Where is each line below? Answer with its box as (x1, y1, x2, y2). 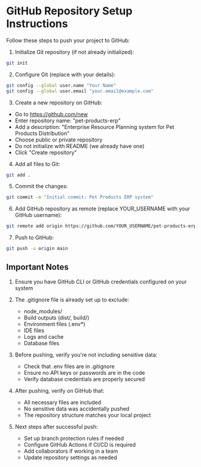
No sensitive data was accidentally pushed (23, 405, 130, 412)
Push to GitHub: (14, 234, 54, 241)
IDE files (23, 327, 45, 334)
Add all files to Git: (14, 160, 60, 167)
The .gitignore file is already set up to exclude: (14, 296, 130, 303)
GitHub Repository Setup (6, 4, 133, 18)
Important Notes (6, 262, 69, 272)
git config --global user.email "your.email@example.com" (6, 88, 154, 94)
